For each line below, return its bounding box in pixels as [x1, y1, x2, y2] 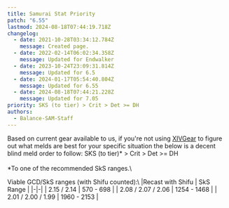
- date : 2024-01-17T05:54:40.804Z [13, 75, 114, 83]
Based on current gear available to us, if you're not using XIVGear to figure [7, 134, 223, 143]
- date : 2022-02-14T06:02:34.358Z [13, 50, 114, 57]
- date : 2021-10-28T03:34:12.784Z [13, 37, 114, 44]
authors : [7, 108, 33, 115]
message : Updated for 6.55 [20, 82, 99, 89]
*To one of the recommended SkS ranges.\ [7, 164, 132, 172]
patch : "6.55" [7, 17, 49, 24]
